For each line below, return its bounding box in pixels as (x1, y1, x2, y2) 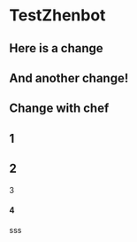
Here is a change (9, 41, 103, 56)
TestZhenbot (9, 5, 106, 26)
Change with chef (9, 101, 110, 116)
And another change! (9, 70, 129, 85)
